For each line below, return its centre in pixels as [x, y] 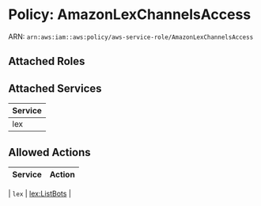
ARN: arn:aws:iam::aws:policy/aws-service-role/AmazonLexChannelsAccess [131, 36]
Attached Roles [47, 61]
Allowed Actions [49, 152]
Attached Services [55, 88]
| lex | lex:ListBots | [40, 193]
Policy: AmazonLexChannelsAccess [130, 15]
